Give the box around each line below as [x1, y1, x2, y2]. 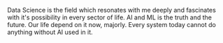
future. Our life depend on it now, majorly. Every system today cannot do [7, 21, 217, 28]
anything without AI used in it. [7, 28, 93, 36]
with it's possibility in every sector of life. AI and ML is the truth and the [7, 13, 212, 21]
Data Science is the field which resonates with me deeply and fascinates [7, 6, 217, 14]
